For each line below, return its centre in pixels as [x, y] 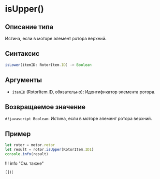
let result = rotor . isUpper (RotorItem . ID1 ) [50, 149]
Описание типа [29, 27]
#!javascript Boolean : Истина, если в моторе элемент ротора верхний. [79, 119]
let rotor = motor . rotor [30, 145]
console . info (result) [27, 154]
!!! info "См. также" [24, 163]
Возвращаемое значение [45, 107]
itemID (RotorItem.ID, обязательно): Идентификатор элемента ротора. [84, 92]
